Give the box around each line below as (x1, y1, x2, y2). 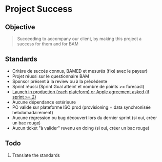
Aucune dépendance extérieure (12, 99, 76, 105)
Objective (5, 23, 36, 31)
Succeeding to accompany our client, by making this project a (17, 36, 142, 41)
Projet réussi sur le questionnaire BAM (12, 73, 89, 79)
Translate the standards (12, 152, 60, 158)
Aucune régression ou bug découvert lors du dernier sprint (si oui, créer (12, 115, 157, 121)
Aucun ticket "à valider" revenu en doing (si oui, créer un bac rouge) (12, 125, 150, 131)
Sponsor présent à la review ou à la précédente (12, 78, 107, 84)
